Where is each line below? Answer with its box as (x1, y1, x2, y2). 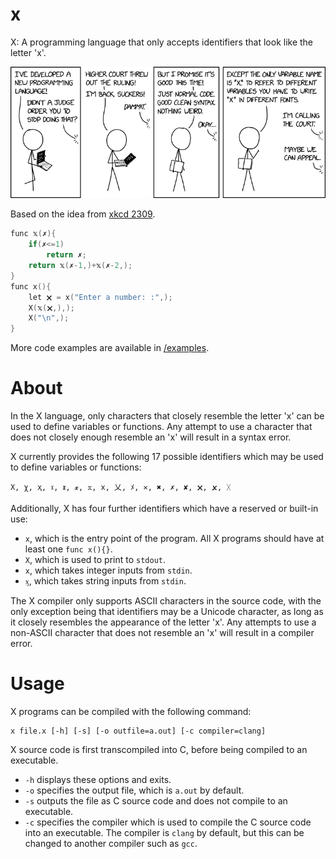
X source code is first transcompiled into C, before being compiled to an (10, 744, 308, 756)
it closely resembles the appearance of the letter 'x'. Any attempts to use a (10, 616, 317, 628)
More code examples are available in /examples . (10, 342, 210, 354)
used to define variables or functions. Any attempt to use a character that (10, 421, 313, 433)
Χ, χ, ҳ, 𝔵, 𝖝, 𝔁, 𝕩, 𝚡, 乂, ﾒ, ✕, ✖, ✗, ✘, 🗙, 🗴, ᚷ (10, 483, 232, 493)
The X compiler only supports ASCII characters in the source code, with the (10, 595, 322, 607)
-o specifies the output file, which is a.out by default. (24, 784, 245, 797)
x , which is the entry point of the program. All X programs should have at (24, 533, 325, 545)
